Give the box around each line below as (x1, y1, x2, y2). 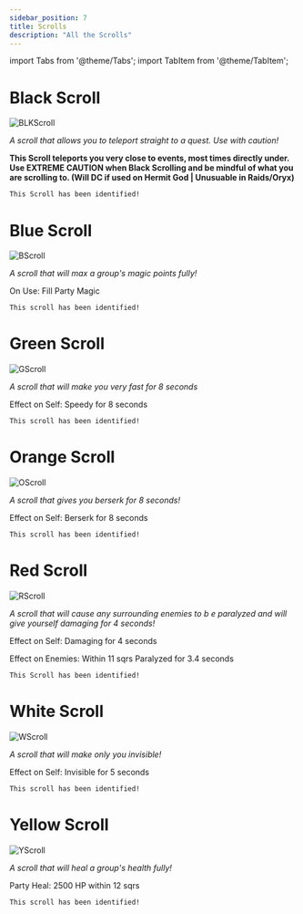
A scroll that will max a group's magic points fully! (9, 268, 197, 279)
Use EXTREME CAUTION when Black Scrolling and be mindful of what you (9, 162, 294, 173)
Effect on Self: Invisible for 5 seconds (9, 767, 150, 777)
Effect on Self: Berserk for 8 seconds (9, 513, 148, 524)
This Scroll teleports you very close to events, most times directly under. (9, 152, 289, 164)
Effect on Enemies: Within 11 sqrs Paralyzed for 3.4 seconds (9, 653, 235, 664)
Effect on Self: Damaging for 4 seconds (9, 636, 157, 647)
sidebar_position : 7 (9, 13, 88, 23)
